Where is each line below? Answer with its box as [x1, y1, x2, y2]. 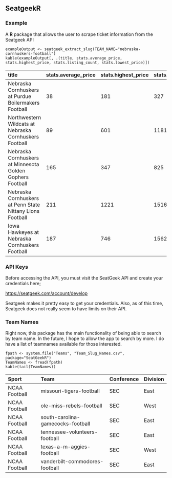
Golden [8, 167, 26, 174]
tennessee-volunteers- [40, 428, 98, 435]
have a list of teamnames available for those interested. [5, 341, 122, 347]
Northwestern [8, 114, 41, 121]
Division [144, 375, 164, 383]
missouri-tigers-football [40, 387, 100, 394]
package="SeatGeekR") [5, 355, 52, 361]
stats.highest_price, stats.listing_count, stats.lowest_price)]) [5, 60, 150, 65]
